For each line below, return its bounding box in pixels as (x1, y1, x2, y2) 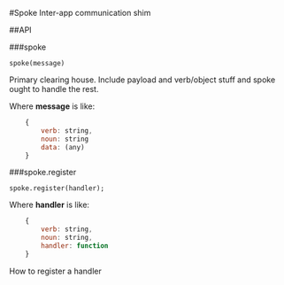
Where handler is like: (9, 199, 90, 211)
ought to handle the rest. (9, 84, 99, 94)
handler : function (41, 242, 109, 250)
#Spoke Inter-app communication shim (9, 8, 151, 18)
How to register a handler (9, 266, 102, 276)
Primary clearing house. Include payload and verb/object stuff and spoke (9, 74, 276, 85)
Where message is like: (9, 101, 96, 112)
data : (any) (41, 142, 86, 151)
